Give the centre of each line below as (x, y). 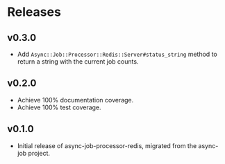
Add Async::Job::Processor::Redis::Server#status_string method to (117, 54)
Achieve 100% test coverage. (59, 107)
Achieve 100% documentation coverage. (75, 100)
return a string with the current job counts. (78, 62)
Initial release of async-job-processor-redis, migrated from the (107, 145)
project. (39, 153)
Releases (34, 12)
